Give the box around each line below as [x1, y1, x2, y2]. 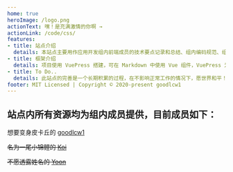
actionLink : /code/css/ [7, 29, 76, 37]
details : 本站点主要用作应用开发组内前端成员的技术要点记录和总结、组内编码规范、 [13, 49, 222, 56]
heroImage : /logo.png [7, 17, 70, 24]
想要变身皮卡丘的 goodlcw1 [7, 128, 85, 137]
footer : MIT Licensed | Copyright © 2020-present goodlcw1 [7, 81, 182, 88]
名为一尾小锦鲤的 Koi [7, 143, 67, 151]
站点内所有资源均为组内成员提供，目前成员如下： [7, 108, 217, 120]
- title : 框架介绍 [7, 55, 57, 62]
